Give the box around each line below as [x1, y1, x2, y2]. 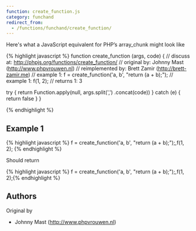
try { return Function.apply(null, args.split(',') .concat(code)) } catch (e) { [6, 89, 181, 96]
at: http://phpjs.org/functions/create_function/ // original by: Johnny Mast [6, 59, 184, 66]
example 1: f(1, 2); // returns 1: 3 [6, 78, 82, 85]
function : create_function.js [6, 8, 81, 15]
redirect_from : [6, 19, 44, 25]
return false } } [6, 95, 42, 102]
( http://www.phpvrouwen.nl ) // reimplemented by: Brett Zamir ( [6, 65, 158, 72]
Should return [6, 157, 39, 164]
